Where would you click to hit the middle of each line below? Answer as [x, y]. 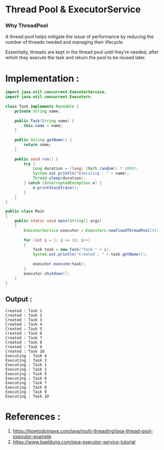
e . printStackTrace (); [56, 188]
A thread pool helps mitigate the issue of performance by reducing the [79, 37]
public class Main [25, 211]
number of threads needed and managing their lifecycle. [65, 42]
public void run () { [36, 159]
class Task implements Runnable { [42, 106]
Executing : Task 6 [26, 379]
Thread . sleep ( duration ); [59, 178]
